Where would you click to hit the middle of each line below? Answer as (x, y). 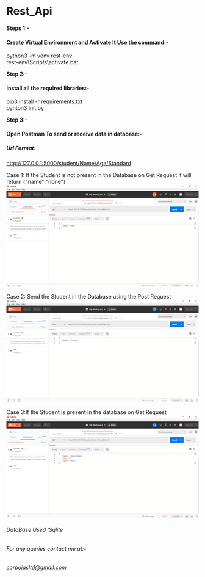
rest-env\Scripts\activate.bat (42, 62)
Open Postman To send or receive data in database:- (74, 134)
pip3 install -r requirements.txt (45, 101)
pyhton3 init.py (25, 108)
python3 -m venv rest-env (39, 56)
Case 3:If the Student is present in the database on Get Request (86, 412)
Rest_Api (30, 11)
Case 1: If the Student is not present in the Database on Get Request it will (99, 175)
